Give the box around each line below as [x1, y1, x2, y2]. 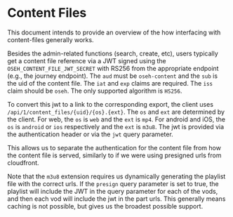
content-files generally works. [7, 35, 94, 44]
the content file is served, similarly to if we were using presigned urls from [7, 151, 222, 159]
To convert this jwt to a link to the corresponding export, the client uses [7, 100, 214, 108]
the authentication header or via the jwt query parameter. [7, 130, 173, 138]
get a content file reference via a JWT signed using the [7, 56, 166, 65]
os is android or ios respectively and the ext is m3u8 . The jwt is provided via [7, 122, 225, 131]
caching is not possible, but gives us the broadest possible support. [7, 202, 204, 210]
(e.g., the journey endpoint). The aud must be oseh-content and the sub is [7, 72, 218, 80]
